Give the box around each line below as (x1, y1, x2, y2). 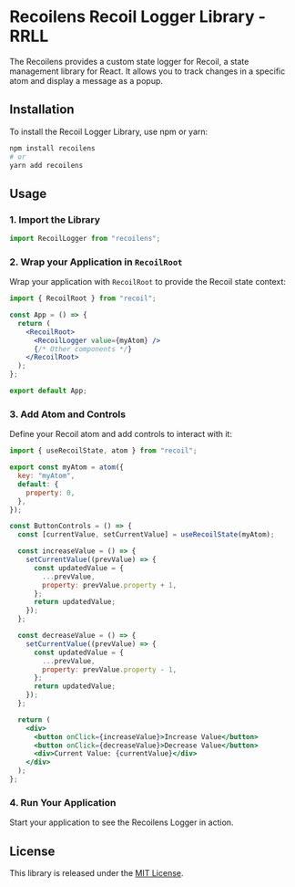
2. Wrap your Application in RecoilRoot (9, 256, 183, 268)
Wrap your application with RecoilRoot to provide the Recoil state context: (9, 277, 287, 287)
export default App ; (9, 386, 88, 396)
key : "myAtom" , (17, 472, 76, 481)
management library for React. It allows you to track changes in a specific (9, 66, 286, 77)
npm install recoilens (9, 143, 96, 152)
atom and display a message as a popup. (9, 75, 164, 86)
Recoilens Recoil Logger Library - (9, 6, 267, 27)
